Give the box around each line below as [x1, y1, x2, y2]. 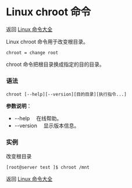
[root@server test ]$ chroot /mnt [6, 164, 90, 170]
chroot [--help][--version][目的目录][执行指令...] [6, 92, 127, 98]
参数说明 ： [6, 103, 32, 110]
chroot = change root [6, 50, 59, 55]
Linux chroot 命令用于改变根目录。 [6, 38, 89, 45]
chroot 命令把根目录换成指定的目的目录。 [6, 61, 105, 68]
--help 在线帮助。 [14, 115, 62, 122]
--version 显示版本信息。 [14, 122, 80, 129]
